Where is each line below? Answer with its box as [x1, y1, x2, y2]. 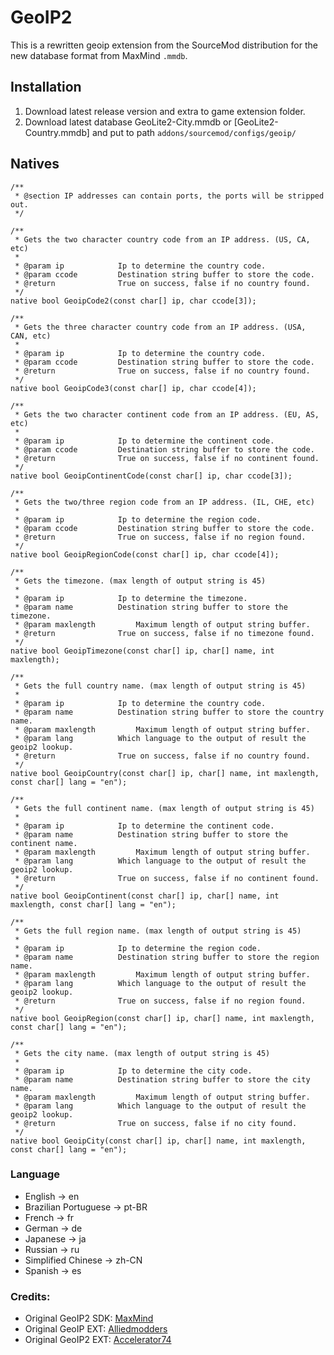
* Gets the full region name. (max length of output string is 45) [14, 926, 302, 936]
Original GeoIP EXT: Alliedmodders [24, 1323, 168, 1335]
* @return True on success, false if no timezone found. [14, 628, 315, 638]
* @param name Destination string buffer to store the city [14, 1074, 311, 1085]
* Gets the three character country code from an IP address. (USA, [14, 322, 307, 332]
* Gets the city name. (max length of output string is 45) [14, 1048, 271, 1058]
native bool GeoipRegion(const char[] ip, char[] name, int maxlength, [10, 1013, 315, 1023]
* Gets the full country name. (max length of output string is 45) [14, 681, 307, 691]
